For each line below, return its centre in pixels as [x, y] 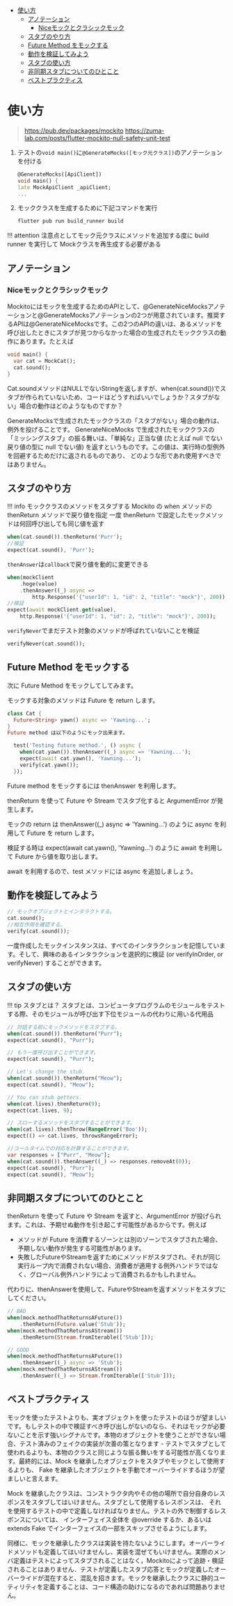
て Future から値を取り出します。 [55, 856]
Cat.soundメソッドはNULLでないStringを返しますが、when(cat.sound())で [114, 388]
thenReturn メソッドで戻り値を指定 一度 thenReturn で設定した [97, 515]
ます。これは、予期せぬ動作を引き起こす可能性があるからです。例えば [107, 1225]
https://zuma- [145, 131]
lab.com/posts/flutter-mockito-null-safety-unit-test [97, 137]
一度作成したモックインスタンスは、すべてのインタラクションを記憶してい [113, 945]
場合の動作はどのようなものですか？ [71, 406]
